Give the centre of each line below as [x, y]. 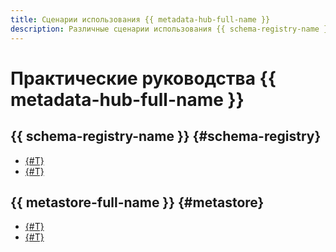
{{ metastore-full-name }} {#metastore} [137, 202]
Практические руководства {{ [143, 78]
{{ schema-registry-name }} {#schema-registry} [166, 136]
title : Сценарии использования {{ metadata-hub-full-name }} [140, 19]
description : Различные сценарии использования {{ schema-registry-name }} [171, 29]
